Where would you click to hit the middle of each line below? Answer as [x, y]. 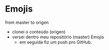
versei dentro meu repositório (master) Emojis [58, 37]
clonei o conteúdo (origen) [39, 32]
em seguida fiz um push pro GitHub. [55, 42]
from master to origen [27, 22]
